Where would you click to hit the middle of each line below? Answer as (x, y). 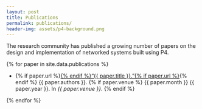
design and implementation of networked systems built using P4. (88, 53)
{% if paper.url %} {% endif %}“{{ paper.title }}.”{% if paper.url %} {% (101, 76)
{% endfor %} (24, 101)
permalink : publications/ (39, 23)
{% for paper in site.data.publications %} (57, 64)
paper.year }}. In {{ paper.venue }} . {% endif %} (75, 89)
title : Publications (33, 18)
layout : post (23, 12)
